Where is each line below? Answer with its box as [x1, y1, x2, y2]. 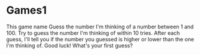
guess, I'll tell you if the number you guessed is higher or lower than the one [6, 35, 194, 43]
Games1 [6, 4, 47, 17]
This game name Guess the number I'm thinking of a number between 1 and [6, 23, 194, 30]
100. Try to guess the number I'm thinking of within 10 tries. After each [6, 29, 180, 36]
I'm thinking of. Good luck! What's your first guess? [6, 42, 133, 49]
